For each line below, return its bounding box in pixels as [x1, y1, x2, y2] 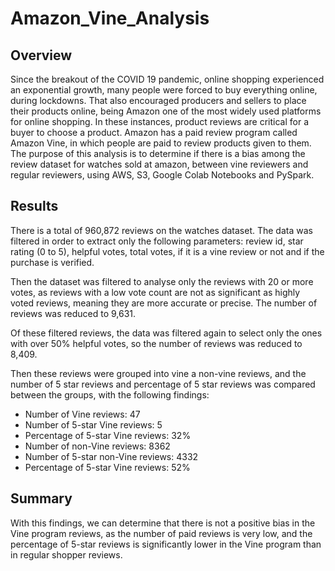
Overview [10, 47, 73, 64]
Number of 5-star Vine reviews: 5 [24, 418, 163, 431]
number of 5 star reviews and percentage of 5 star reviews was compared [10, 378, 316, 390]
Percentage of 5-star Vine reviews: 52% [24, 461, 191, 473]
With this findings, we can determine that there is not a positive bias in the [10, 517, 316, 529]
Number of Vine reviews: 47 [24, 408, 141, 420]
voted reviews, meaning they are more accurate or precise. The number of [10, 297, 318, 309]
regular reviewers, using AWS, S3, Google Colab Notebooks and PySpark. [10, 169, 315, 181]
